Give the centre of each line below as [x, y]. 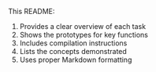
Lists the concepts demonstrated [73, 51]
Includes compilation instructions [73, 43]
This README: [32, 11]
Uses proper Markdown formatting [76, 59]
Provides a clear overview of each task [83, 26]
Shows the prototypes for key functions [84, 35]
